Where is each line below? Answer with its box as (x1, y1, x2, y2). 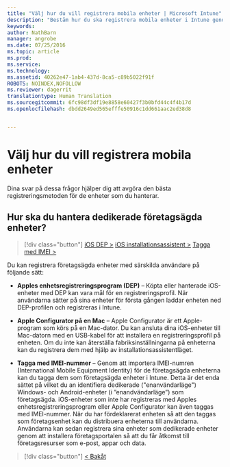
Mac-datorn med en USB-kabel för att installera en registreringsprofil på (16, 331, 221, 339)
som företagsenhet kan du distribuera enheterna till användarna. (16, 417, 199, 425)
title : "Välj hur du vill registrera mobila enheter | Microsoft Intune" (7, 10, 222, 17)
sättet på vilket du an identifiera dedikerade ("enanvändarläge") (16, 381, 197, 389)
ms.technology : (7, 67, 51, 74)
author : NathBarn (7, 29, 57, 36)
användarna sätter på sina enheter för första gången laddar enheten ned (16, 296, 221, 304)
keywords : (7, 23, 36, 29)
